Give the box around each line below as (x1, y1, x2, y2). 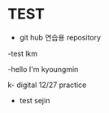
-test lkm (7, 48, 38, 58)
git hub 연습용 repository (19, 32, 102, 42)
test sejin (19, 95, 50, 105)
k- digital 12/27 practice (7, 80, 87, 90)
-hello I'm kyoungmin (7, 64, 79, 73)
